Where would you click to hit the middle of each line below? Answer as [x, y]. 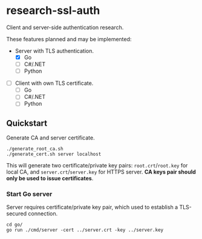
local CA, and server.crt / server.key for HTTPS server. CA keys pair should [101, 172]
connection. [43, 214]
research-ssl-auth [53, 11]
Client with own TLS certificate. [54, 83]
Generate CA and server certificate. [50, 138]
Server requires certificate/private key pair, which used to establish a [92, 207]
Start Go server [29, 194]
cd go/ [15, 225]
